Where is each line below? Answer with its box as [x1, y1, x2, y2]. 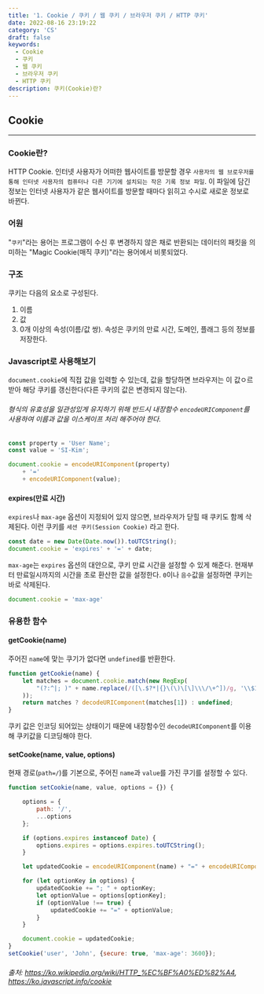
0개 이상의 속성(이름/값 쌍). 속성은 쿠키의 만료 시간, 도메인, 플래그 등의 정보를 [19, 325, 255, 334]
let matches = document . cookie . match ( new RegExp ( [22, 677, 189, 684]
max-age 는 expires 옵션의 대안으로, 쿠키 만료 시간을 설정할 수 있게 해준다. [8, 559, 233, 570]
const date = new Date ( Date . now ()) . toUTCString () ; [8, 537, 178, 546]
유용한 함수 [8, 615, 48, 626]
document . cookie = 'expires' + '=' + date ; [8, 545, 153, 553]
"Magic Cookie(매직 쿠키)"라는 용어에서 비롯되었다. [28, 247, 189, 256]
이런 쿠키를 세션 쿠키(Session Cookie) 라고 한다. [31, 522, 179, 531]
